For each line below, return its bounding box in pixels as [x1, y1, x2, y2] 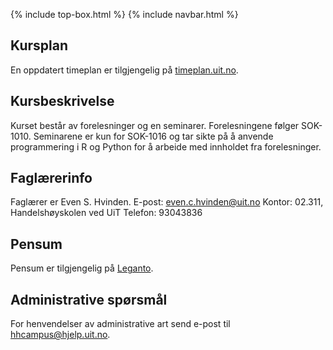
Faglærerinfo [10, 170, 93, 187]
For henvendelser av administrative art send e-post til [10, 318, 231, 330]
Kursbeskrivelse [10, 93, 115, 110]
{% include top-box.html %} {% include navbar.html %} [10, 9, 239, 20]
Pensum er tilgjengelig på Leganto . [10, 262, 154, 274]
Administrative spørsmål [10, 291, 168, 308]
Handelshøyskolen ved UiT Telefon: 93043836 [10, 207, 203, 219]
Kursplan [10, 37, 68, 54]
